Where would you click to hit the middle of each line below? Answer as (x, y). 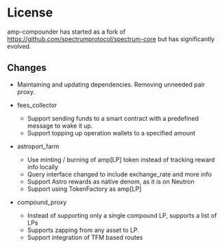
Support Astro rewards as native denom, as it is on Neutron (111, 181)
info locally (42, 167)
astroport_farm (38, 146)
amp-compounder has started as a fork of (66, 32)
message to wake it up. (60, 126)
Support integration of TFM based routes (85, 237)
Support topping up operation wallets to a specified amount (111, 133)
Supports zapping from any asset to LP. (83, 230)
